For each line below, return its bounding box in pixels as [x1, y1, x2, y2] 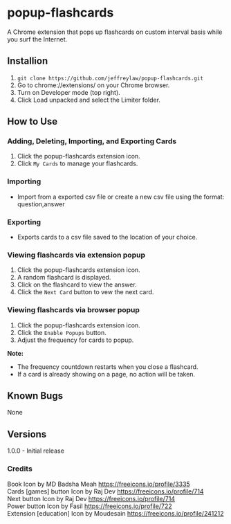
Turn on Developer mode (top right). [17, 88, 121, 96]
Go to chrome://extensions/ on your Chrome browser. [17, 81, 170, 89]
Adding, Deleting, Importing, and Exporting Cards [7, 136, 177, 146]
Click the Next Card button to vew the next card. [17, 288, 154, 296]
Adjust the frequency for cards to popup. [17, 336, 134, 344]
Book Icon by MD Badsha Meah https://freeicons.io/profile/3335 [7, 480, 190, 488]
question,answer [17, 199, 66, 208]
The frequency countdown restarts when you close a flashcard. [17, 362, 198, 371]
